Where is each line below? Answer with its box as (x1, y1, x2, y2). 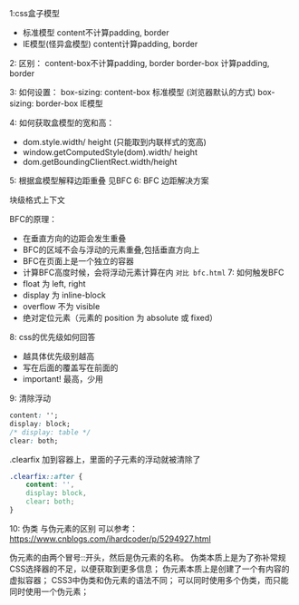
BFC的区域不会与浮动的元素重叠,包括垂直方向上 (22, 244, 200, 255)
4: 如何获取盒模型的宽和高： (9, 117, 115, 128)
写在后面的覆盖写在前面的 (22, 362, 119, 373)
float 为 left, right (22, 278, 86, 288)
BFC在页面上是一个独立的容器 (22, 256, 134, 266)
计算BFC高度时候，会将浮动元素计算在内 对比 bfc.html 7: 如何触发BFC (22, 267, 285, 278)
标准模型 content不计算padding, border (22, 27, 169, 38)
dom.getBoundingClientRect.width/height (22, 157, 178, 167)
